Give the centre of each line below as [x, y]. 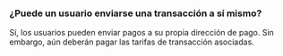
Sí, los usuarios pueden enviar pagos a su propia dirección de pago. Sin [142, 33]
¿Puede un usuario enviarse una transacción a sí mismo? [136, 13]
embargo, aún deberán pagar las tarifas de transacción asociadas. [132, 42]
